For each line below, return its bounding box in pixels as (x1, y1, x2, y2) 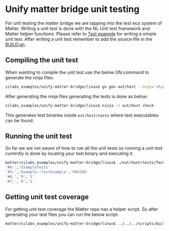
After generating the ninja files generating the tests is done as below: (5, 93, 148, 99)
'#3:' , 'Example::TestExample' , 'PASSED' (5, 169, 89, 175)
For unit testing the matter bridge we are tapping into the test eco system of (5, 20, 162, 26)
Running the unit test (5, 132, 72, 140)
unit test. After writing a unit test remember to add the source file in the (5, 36, 152, 42)
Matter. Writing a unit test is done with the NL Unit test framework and (5, 25, 150, 31)
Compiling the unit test (5, 56, 78, 65)
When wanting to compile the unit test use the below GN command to (5, 69, 149, 75)
